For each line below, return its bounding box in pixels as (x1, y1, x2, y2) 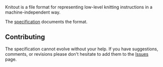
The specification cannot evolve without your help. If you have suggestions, (5, 46, 159, 52)
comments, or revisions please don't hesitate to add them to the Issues (5, 51, 149, 57)
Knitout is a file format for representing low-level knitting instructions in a (5, 4, 153, 10)
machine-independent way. (5, 9, 60, 15)
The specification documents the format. (5, 19, 88, 24)
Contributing (5, 33, 45, 41)
